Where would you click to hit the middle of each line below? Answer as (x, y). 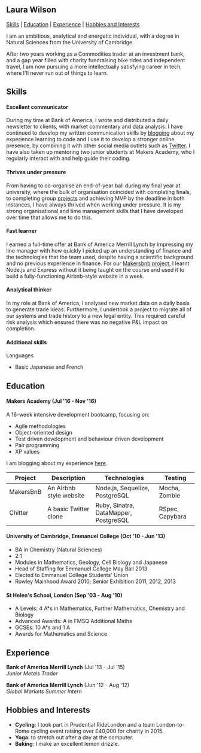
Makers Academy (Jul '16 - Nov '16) (51, 401)
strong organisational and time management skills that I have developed (95, 211)
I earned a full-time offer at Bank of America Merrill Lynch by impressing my (100, 244)
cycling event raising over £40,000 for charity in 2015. (97, 731)
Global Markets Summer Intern (44, 691)
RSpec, (169, 509)
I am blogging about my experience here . (57, 463)
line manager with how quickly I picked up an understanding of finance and (99, 250)
